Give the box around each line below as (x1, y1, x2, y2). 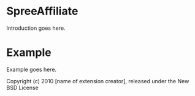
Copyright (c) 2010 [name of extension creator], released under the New (6, 77, 189, 84)
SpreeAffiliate (6, 4, 78, 18)
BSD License (6, 84, 39, 91)
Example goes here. (6, 66, 57, 73)
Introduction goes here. (6, 24, 66, 32)
